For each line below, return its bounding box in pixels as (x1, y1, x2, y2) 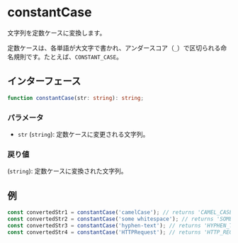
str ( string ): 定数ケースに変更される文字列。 (17, 130, 149, 138)
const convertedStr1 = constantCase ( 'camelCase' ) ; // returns (7, 209, 195, 216)
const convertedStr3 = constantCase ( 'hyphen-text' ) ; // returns (7, 222, 201, 229)
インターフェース (7, 75, 81, 87)
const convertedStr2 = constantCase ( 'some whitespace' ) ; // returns (7, 215, 214, 222)
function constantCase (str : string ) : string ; (7, 94, 144, 101)
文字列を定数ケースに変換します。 (7, 28, 106, 37)
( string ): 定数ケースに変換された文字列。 (7, 167, 127, 176)
